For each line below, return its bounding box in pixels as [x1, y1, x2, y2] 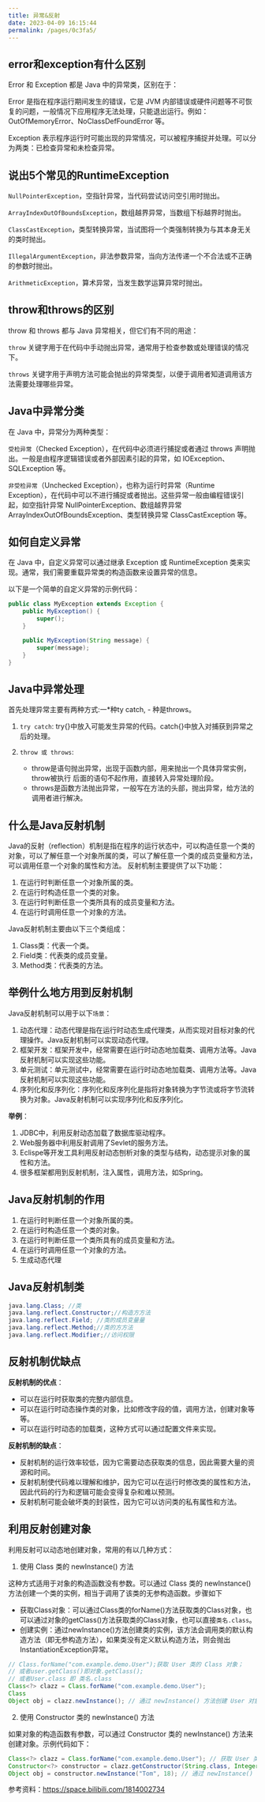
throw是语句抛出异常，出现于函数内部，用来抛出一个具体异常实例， [31, 763, 251, 773]
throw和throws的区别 [8, 303, 114, 317]
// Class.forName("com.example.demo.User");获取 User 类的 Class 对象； [8, 1661, 244, 1668]
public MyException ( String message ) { [22, 636, 150, 644]
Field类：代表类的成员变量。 [19, 951, 112, 960]
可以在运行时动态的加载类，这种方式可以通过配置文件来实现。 [19, 1423, 221, 1433]
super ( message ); [36, 643, 90, 652]
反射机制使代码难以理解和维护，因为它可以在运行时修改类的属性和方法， [19, 1477, 255, 1487]
